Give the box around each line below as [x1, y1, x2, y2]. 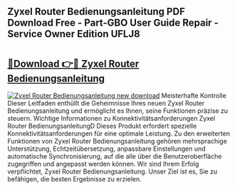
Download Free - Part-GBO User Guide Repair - [7, 17, 219, 29]
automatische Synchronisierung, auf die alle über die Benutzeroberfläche [7, 152, 222, 160]
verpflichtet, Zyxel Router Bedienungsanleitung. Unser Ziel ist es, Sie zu [7, 167, 218, 176]
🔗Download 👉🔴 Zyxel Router [7, 57, 139, 70]
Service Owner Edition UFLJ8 [7, 28, 140, 40]
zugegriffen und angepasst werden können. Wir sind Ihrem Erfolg [7, 160, 199, 168]
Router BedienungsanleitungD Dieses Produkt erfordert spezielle [7, 121, 197, 130]
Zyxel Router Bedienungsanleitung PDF [7, 6, 185, 18]
